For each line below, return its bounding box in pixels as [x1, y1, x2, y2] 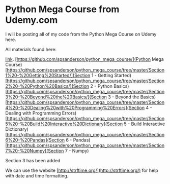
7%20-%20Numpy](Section [5, 148, 64, 154]
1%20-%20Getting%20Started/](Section [5, 72, 91, 78]
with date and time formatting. [5, 172, 69, 178]
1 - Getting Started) [91, 72, 131, 78]
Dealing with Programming [5, 110, 61, 116]
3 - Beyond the [107, 94, 139, 100]
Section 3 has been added [5, 157, 61, 163]
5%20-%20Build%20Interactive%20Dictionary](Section [5, 121, 123, 127]
